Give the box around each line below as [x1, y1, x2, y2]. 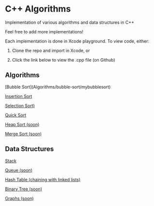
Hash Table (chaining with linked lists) [5, 176, 81, 182]
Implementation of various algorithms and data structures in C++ [5, 19, 135, 25]
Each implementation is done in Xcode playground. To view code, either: [5, 38, 150, 44]
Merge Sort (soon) [5, 131, 42, 137]
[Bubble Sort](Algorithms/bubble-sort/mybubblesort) [5, 84, 111, 90]
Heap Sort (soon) [5, 121, 40, 127]
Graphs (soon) [5, 195, 34, 201]
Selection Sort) [5, 103, 35, 109]
